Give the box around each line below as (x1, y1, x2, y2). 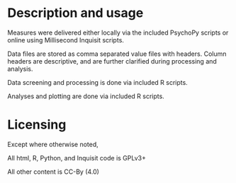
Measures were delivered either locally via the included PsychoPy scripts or (7, 28, 229, 37)
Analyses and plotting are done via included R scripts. (7, 92, 164, 100)
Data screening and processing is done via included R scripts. (7, 78, 188, 86)
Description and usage (7, 5, 144, 21)
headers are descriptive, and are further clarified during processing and (7, 57, 218, 65)
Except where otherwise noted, (7, 140, 99, 148)
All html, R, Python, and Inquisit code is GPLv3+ (7, 153, 147, 162)
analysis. (7, 64, 33, 73)
